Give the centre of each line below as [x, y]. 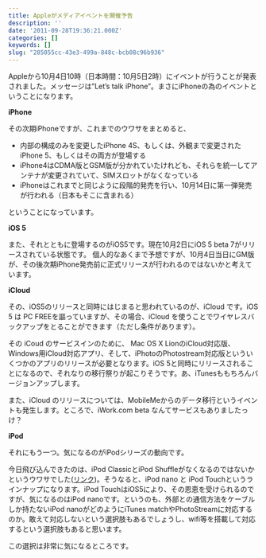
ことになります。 [50, 96]
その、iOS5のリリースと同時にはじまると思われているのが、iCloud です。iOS [133, 306]
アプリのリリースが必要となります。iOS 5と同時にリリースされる [141, 363]
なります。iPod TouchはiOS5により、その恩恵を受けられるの [148, 489]
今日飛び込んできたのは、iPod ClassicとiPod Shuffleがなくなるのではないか [132, 469]
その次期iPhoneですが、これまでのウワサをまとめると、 [99, 129]
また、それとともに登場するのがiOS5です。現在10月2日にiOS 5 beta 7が [125, 244]
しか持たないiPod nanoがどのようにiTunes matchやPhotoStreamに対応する [130, 509]
